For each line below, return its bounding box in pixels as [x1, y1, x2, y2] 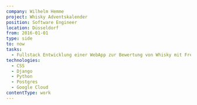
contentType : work [6, 90, 51, 96]
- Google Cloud [11, 85, 49, 90]
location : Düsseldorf [6, 24, 59, 31]
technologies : [6, 57, 41, 63]
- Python [11, 73, 33, 79]
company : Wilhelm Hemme [6, 8, 64, 15]
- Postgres [11, 79, 38, 85]
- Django [11, 68, 33, 74]
